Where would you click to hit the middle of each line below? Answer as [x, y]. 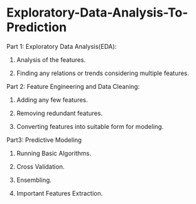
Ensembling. [34, 180]
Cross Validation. [40, 166]
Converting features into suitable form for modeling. [90, 126]
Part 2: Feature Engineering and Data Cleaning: [73, 86]
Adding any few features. [52, 100]
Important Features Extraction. [59, 193]
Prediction [36, 27]
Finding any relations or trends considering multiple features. [103, 73]
